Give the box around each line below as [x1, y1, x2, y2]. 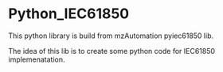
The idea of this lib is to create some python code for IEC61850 [8, 46, 216, 55]
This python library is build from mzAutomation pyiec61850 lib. [8, 31, 214, 40]
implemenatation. [8, 55, 65, 64]
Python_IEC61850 [8, 5, 130, 23]
